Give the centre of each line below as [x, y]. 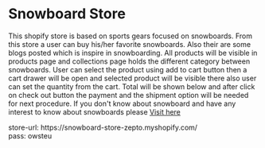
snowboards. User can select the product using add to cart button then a [128, 69]
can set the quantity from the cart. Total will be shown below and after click [132, 86]
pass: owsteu [30, 135]
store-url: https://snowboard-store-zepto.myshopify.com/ [103, 127]
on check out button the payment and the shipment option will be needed [129, 95]
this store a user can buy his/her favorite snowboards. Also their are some [130, 44]
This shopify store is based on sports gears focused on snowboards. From [131, 36]
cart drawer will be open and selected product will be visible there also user [132, 78]
